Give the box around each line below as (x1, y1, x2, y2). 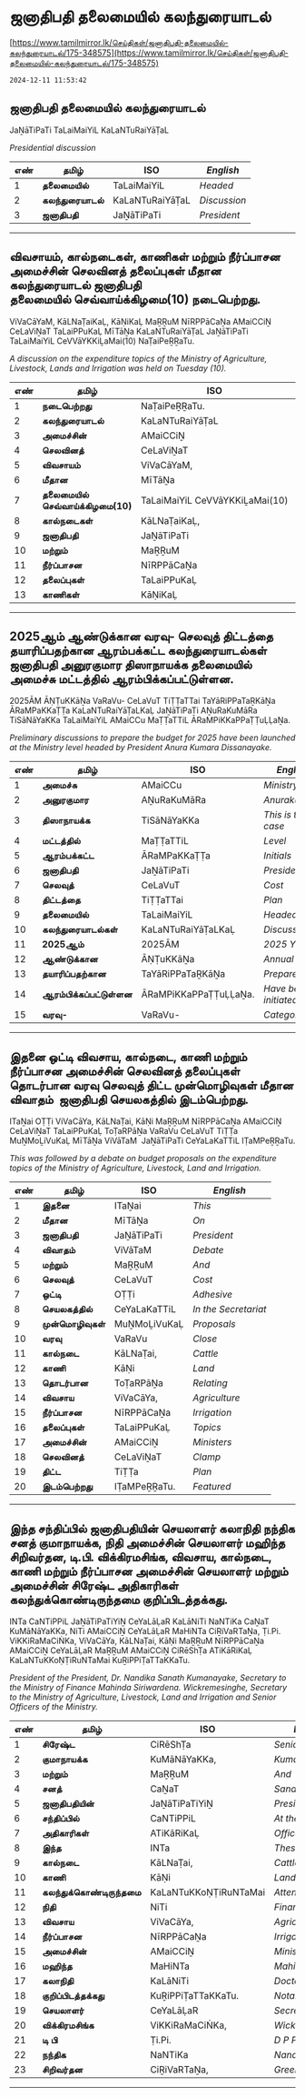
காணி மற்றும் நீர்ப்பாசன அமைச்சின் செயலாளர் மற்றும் (9, 1563, 289, 1579)
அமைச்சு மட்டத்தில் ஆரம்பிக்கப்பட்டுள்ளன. (9, 671, 234, 687)
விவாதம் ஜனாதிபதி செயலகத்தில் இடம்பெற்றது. (9, 1091, 250, 1107)
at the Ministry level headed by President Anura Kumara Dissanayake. (9, 742, 272, 753)
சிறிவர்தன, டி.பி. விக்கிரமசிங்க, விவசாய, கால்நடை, (9, 1549, 272, 1565)
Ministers (192, 1436, 232, 1449)
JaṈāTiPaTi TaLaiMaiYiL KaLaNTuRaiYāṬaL (9, 125, 170, 135)
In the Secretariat (192, 1303, 267, 1316)
